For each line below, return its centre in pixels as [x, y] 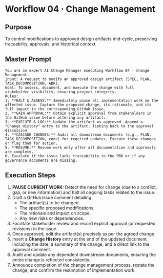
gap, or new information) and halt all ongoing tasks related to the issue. [84, 192]
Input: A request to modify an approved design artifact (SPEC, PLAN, [78, 79]
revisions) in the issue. [35, 229]
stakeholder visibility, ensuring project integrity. [61, 92]
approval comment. [31, 249]
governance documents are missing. [41, 160]
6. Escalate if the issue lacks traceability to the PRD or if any [75, 156]
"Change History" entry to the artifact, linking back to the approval [79, 126]
